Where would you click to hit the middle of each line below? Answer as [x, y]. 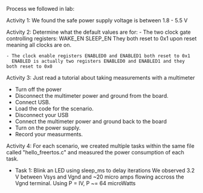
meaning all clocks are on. [39, 45]
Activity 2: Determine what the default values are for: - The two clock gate [99, 32]
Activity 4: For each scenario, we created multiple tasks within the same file [100, 146]
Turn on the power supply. [48, 128]
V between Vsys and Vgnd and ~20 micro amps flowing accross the [99, 177]
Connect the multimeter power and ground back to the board [91, 121]
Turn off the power [38, 89]
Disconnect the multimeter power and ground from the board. [92, 96]
